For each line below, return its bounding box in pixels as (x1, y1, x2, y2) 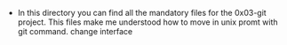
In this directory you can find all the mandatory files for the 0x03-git (17, 8, 267, 18)
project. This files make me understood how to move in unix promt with (17, 17, 278, 27)
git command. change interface (17, 26, 133, 36)
